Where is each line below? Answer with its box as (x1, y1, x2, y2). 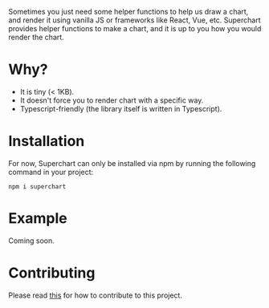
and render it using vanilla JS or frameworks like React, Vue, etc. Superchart (8, 15, 261, 25)
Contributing (8, 264, 96, 282)
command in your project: (8, 167, 94, 176)
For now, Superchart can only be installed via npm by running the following (8, 158, 256, 168)
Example (8, 209, 67, 228)
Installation (8, 132, 85, 151)
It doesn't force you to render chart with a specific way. (19, 95, 204, 105)
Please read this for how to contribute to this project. (8, 290, 183, 300)
